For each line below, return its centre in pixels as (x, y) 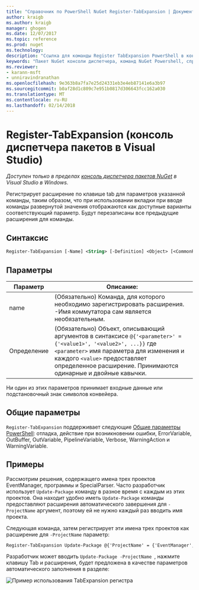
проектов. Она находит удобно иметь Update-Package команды (85, 497)
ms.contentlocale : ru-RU (37, 100)
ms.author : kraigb (29, 23)
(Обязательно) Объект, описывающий (109, 329)
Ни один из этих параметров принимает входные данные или (84, 388)
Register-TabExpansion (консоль (90, 135)
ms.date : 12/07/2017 (32, 34)
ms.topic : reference (32, 39)
